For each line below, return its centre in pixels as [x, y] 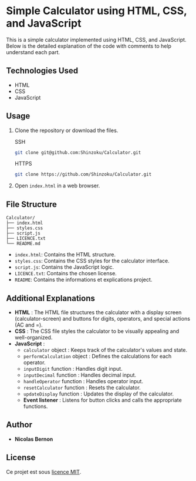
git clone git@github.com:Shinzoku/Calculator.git [78, 152]
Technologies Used [42, 71]
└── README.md [23, 244]
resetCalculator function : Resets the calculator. [82, 387]
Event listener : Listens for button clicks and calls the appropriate [102, 400]
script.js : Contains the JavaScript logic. [64, 267]
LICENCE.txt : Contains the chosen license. [66, 274]
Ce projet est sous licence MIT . [44, 472]
